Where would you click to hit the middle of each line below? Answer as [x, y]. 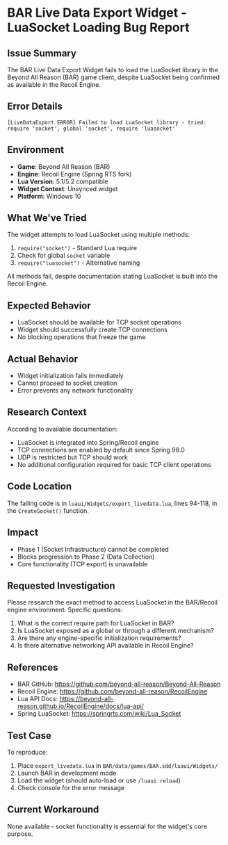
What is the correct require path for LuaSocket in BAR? [96, 623]
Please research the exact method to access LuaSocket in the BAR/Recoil [112, 602]
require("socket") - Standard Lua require [77, 248]
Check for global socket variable [64, 256]
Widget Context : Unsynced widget [67, 188]
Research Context [47, 412]
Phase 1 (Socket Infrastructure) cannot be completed [93, 549]
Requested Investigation [62, 585]
